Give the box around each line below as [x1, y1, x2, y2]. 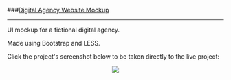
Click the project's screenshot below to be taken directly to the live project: [7, 52, 220, 61]
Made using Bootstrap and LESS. [7, 39, 101, 47]
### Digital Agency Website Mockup [7, 6, 109, 14]
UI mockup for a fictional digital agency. [7, 26, 120, 34]
